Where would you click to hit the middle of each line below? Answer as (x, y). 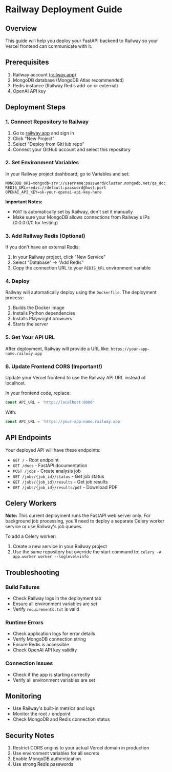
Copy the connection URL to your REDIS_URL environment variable (82, 268)
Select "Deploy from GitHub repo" (48, 144)
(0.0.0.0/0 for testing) (35, 222)
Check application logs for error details (54, 634)
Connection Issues (29, 663)
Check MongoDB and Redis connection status (61, 719)
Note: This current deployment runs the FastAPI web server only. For (78, 516)
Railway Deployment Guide (64, 9)
